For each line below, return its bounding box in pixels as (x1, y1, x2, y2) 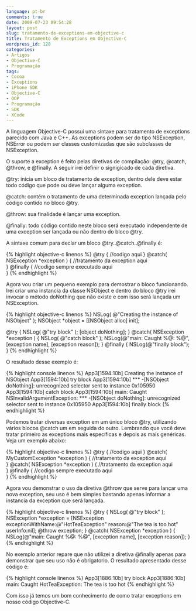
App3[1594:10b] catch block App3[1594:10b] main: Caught (6, 389, 147, 396)
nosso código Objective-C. (6, 598, 71, 606)
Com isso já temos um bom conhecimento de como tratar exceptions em (6, 592, 181, 599)
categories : (6, 47, 35, 53)
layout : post (6, 25, 38, 31)
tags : (6, 68, 19, 74)
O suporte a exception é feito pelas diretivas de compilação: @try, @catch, (6, 158, 187, 165)
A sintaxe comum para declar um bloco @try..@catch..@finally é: (6, 239, 163, 246)
